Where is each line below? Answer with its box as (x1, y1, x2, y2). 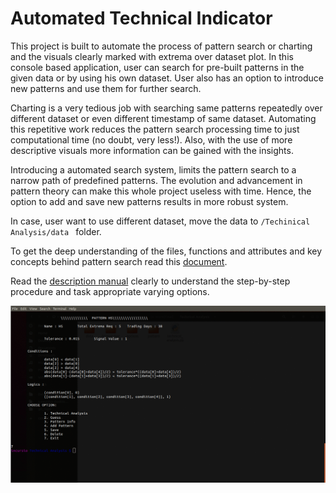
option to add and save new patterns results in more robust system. (10, 195, 289, 207)
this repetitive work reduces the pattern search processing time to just (10, 123, 300, 135)
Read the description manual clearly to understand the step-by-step (10, 275, 291, 287)
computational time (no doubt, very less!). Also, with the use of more (10, 133, 293, 146)
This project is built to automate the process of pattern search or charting (10, 40, 313, 52)
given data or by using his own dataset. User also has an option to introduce (10, 72, 324, 84)
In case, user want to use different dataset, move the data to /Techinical (10, 215, 311, 227)
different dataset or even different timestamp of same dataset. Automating (10, 112, 317, 124)
